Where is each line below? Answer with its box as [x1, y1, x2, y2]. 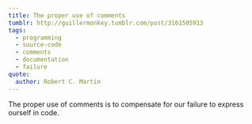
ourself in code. [8, 107, 59, 117]
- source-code [15, 41, 62, 49]
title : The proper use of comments [8, 11, 126, 20]
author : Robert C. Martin [15, 77, 101, 85]
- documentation [15, 56, 69, 64]
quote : [8, 70, 30, 78]
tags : [8, 26, 26, 34]
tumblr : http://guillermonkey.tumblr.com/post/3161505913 [8, 19, 204, 27]
